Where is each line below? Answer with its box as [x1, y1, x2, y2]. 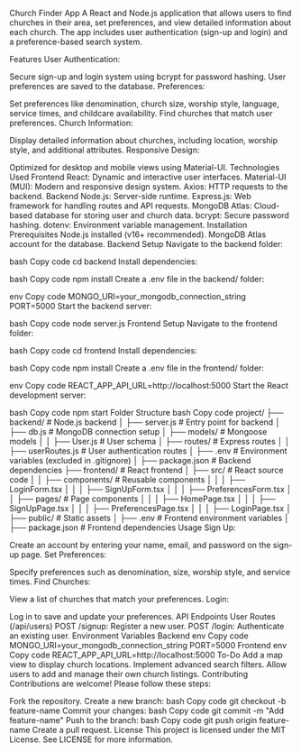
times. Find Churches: [9, 576, 91, 587]
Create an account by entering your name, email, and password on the [9, 540, 271, 550]
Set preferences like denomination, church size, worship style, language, [9, 98, 279, 109]
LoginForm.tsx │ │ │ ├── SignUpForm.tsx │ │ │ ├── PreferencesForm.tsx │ [9, 484, 293, 494]
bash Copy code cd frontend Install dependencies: [9, 345, 198, 355]
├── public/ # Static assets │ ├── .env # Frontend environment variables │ [9, 513, 290, 523]
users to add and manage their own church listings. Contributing [9, 669, 249, 679]
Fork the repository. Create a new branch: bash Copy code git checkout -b [9, 696, 287, 706]
